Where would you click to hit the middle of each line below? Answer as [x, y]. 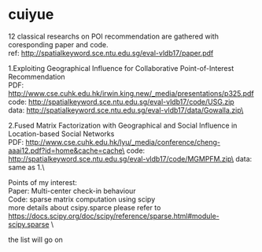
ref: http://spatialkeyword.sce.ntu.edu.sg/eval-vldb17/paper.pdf [111, 53]
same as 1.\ [26, 167]
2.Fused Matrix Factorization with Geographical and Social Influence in [123, 125]
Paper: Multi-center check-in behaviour [72, 191]
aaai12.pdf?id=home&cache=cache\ [66, 150]
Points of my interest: [42, 182]
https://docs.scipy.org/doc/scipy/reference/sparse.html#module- [114, 216]
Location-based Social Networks [61, 133]
